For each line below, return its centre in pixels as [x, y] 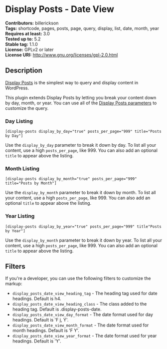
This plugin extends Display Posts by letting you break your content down [81, 97]
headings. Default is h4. [37, 299]
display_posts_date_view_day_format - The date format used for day [83, 315]
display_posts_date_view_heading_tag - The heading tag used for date [85, 294]
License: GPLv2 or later [29, 49]
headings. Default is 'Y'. [37, 341]
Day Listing [19, 121]
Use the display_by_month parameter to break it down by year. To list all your [84, 240]
